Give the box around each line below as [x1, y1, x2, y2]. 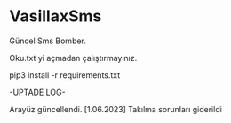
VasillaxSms [9, 6, 102, 27]
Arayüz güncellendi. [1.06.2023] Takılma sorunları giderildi [9, 104, 222, 114]
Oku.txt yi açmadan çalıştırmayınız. [9, 52, 138, 63]
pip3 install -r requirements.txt [9, 69, 121, 81]
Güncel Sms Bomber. [9, 35, 87, 46]
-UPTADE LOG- [9, 87, 66, 97]
